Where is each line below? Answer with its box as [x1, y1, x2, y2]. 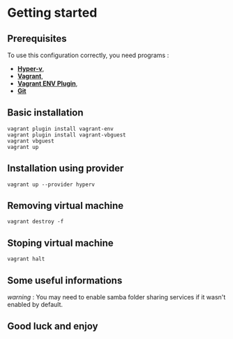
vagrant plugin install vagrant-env [7, 125, 114, 132]
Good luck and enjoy [7, 320, 98, 332]
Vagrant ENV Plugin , [17, 79, 78, 88]
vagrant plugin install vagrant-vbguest [7, 131, 127, 139]
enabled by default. [7, 301, 63, 309]
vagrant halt [7, 255, 45, 262]
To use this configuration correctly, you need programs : [7, 51, 170, 59]
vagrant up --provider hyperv [7, 181, 96, 188]
